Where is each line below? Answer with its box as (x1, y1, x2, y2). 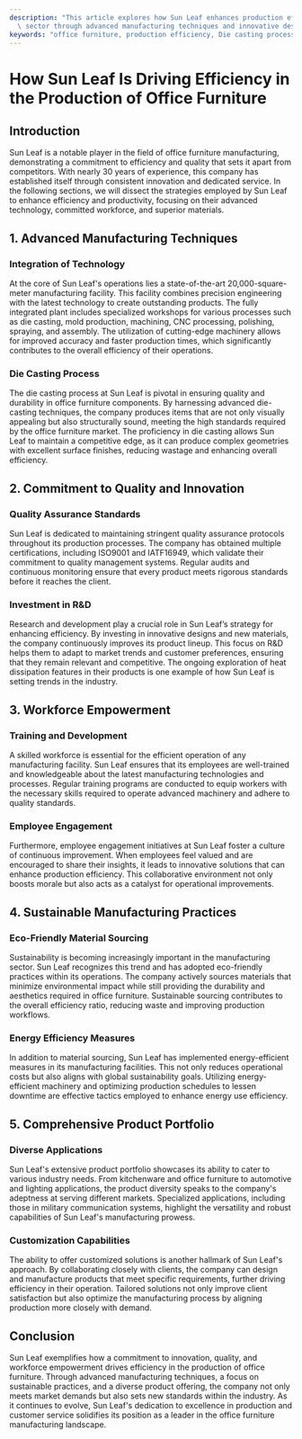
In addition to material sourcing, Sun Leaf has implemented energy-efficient (9, 1052, 289, 1063)
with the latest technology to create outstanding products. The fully (9, 298, 259, 308)
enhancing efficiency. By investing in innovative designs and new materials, (9, 629, 289, 639)
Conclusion (9, 1328, 75, 1344)
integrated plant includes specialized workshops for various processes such (9, 307, 292, 317)
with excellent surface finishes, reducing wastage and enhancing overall (9, 445, 277, 456)
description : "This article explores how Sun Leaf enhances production (9, 13, 283, 22)
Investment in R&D (9, 598, 92, 611)
